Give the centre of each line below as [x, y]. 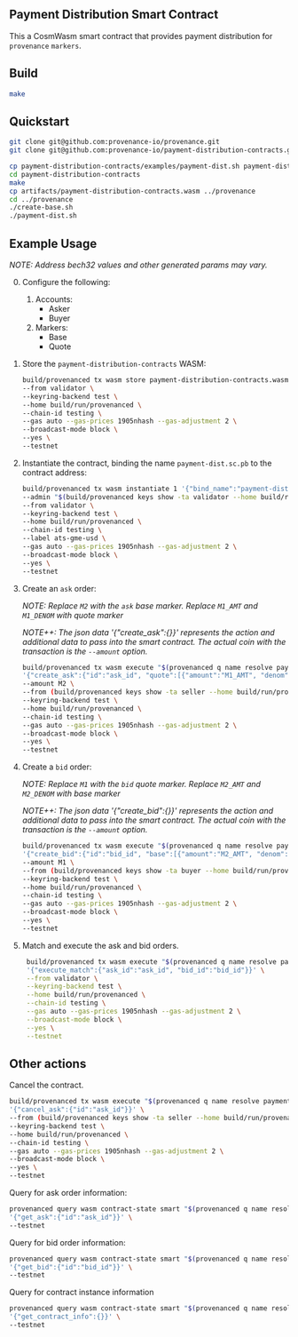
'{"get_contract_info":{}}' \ [65, 1317]
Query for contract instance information [82, 1293]
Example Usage [53, 243]
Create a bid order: [57, 767]
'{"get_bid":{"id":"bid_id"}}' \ [71, 1267]
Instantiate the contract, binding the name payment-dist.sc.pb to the [147, 463]
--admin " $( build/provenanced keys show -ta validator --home [139, 497]
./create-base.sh [41, 208]
